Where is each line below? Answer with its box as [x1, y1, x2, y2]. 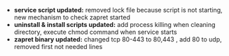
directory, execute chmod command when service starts [13, 28, 177, 36]
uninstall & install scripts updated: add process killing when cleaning [13, 21, 216, 28]
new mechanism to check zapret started [13, 13, 131, 21]
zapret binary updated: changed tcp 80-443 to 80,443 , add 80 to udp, [13, 35, 222, 44]
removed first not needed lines [13, 43, 103, 50]
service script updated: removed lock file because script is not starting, [13, 6, 223, 14]
